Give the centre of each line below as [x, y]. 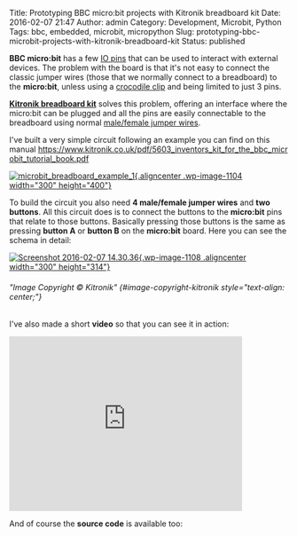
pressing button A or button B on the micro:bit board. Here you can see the [148, 231]
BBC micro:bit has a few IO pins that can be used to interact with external [144, 58]
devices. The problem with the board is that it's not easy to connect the [140, 67]
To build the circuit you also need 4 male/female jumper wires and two [140, 202]
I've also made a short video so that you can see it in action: [119, 324]
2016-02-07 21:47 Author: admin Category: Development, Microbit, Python [145, 22]
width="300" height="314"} [60, 267]
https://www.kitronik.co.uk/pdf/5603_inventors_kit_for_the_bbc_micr [163, 149]
